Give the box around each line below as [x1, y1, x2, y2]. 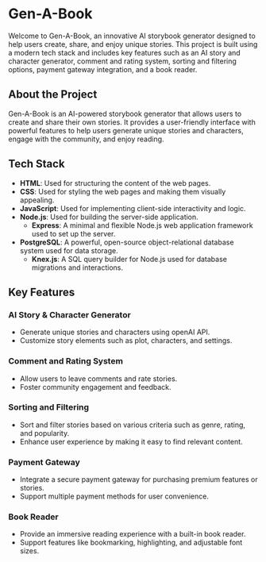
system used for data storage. [19, 245, 118, 255]
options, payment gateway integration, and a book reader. [8, 64, 198, 74]
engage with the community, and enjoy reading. [8, 134, 164, 144]
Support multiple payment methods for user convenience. [19, 491, 209, 501]
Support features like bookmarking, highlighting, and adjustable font [19, 537, 243, 548]
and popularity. [19, 428, 70, 437]
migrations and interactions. [31, 263, 124, 272]
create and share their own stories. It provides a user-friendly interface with [8, 117, 256, 127]
